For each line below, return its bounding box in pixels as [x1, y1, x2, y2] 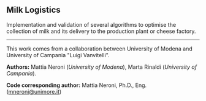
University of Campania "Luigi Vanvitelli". [6, 51, 110, 58]
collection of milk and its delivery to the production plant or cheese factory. [6, 27, 196, 35]
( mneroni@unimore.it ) [6, 88, 62, 95]
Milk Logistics [6, 5, 61, 15]
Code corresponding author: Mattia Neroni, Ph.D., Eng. [6, 82, 147, 89]
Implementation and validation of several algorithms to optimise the [6, 21, 177, 28]
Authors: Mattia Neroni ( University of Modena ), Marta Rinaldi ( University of [6, 63, 197, 71]
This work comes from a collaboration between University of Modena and [6, 45, 193, 52]
